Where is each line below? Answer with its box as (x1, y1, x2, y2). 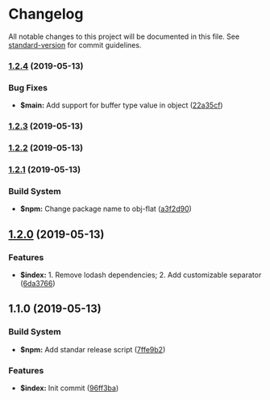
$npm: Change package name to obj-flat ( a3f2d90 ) (19, 204, 192, 214)
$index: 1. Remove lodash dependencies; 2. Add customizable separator (19, 270, 262, 280)
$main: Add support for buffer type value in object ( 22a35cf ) (19, 100, 223, 110)
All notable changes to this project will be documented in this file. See (8, 32, 240, 41)
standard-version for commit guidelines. (8, 40, 142, 49)
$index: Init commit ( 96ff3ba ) (19, 383, 119, 393)
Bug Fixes (8, 82, 48, 93)
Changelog (8, 5, 84, 23)
